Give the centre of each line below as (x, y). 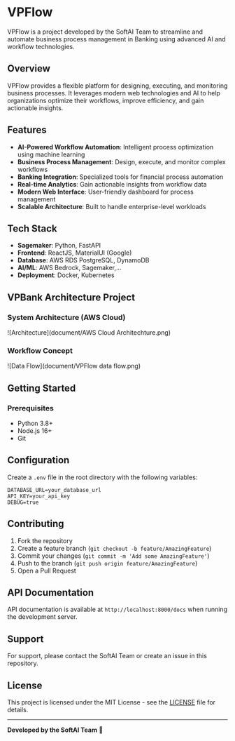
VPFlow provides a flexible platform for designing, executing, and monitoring (117, 86)
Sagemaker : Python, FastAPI (59, 246)
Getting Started (42, 388)
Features (27, 130)
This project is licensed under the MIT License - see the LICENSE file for (111, 702)
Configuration (38, 460)
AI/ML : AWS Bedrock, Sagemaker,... (69, 268)
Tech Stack (32, 228)
